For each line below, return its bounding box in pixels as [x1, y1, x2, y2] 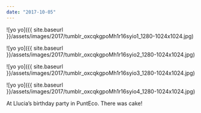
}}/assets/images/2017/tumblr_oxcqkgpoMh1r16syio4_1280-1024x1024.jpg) [6, 87, 195, 95]
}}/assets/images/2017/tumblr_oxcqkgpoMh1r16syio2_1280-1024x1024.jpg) [6, 50, 195, 58]
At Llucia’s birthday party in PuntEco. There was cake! [6, 99, 143, 107]
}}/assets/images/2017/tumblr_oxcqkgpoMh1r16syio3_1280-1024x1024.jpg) [6, 69, 195, 77]
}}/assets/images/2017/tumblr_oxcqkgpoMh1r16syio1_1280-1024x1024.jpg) [6, 32, 194, 40]
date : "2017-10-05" [6, 9, 56, 15]
